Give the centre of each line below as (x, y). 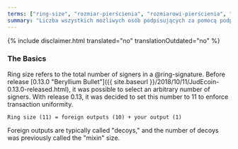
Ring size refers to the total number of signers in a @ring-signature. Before (116, 74)
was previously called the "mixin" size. (64, 138)
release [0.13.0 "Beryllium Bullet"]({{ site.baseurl (78, 81)
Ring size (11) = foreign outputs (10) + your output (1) (95, 117)
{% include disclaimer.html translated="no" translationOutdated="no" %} (114, 40)
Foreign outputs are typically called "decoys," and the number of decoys (113, 130)
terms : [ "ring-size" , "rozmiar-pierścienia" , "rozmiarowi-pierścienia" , (117, 14)
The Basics (27, 59)
